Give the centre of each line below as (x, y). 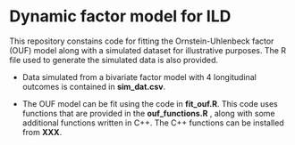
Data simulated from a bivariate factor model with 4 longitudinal (139, 77)
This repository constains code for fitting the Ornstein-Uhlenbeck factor (142, 41)
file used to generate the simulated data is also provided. (114, 60)
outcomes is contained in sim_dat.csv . (94, 86)
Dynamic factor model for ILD (120, 16)
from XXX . (42, 132)
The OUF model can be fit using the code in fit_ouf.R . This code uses (150, 103)
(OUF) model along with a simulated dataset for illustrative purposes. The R (148, 50)
